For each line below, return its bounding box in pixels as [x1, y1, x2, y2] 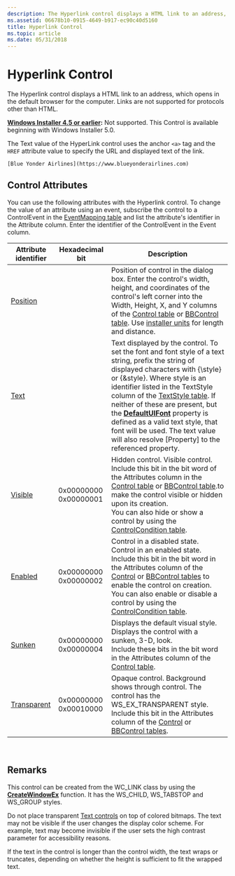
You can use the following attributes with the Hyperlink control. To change [7, 198, 221, 206]
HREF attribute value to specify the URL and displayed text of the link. [7, 147, 205, 155]
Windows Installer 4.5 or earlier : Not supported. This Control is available [7, 119, 219, 127]
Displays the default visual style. [111, 618, 218, 628]
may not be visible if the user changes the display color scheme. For [7, 818, 204, 827]
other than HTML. [7, 105, 58, 113]
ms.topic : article [7, 29, 61, 37]
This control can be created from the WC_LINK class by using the [7, 783, 196, 791]
